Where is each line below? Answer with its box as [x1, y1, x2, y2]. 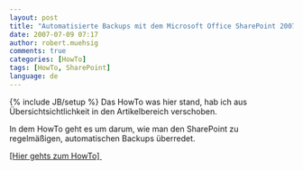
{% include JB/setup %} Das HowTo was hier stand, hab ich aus [9, 96, 248, 107]
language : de [9, 72, 59, 81]
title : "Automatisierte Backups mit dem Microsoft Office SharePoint [9, 22, 277, 31]
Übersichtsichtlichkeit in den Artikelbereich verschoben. [9, 105, 218, 117]
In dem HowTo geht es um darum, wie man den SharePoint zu [9, 123, 239, 134]
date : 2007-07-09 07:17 [9, 30, 99, 39]
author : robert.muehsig [9, 38, 99, 48]
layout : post [9, 13, 59, 22]
